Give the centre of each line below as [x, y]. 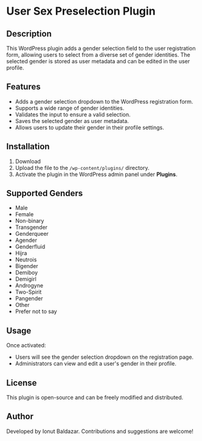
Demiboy [26, 273]
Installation [28, 146]
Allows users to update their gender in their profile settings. [89, 127]
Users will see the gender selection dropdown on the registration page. [104, 357]
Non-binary [30, 221]
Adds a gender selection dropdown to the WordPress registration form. [104, 101]
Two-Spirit [28, 292]
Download [28, 161]
